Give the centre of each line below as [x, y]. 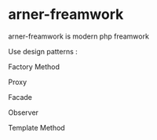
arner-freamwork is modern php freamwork [78, 36]
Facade [20, 97]
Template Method [37, 127]
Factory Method [34, 66]
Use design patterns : [43, 51]
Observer [24, 112]
